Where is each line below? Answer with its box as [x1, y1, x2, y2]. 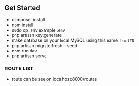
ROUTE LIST [4, 65, 34, 72]
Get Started [4, 4, 40, 12]
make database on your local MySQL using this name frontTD [11, 37, 134, 43]
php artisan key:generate [11, 32, 62, 38]
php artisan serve [11, 53, 47, 59]
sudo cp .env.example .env [11, 27, 66, 33]
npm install [11, 22, 34, 28]
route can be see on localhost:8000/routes [11, 76, 97, 82]
